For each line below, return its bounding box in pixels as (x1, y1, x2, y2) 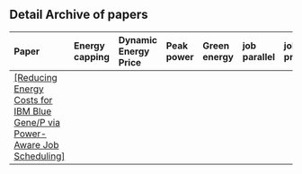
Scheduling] (13, 150, 66, 162)
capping (73, 50, 111, 63)
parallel (242, 50, 276, 63)
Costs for (13, 93, 53, 106)
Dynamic (118, 33, 157, 46)
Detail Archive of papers (9, 7, 148, 22)
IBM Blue (13, 105, 52, 117)
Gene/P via (13, 116, 61, 128)
